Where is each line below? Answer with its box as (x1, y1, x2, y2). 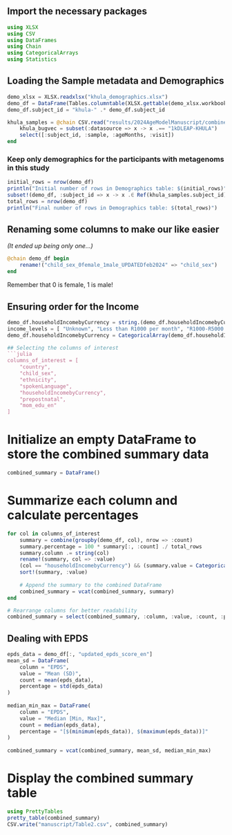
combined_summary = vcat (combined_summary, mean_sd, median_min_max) (7, 747, 212, 754)
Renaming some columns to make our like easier (7, 224, 220, 236)
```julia (7, 350, 32, 358)
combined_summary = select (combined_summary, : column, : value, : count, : (7, 613, 224, 621)
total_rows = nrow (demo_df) (7, 198, 88, 205)
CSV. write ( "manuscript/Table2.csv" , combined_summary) (7, 820, 168, 828)
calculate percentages (7, 507, 139, 523)
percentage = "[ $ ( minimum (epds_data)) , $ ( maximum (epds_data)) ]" (19, 728, 209, 735)
